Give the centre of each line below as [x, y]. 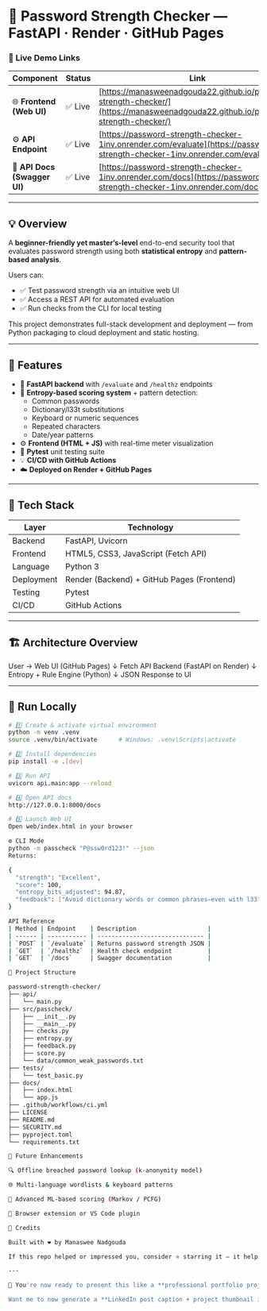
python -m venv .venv [44, 733]
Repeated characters [66, 426]
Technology [151, 527]
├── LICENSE [28, 1112]
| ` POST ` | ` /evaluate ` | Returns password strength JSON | [110, 943]
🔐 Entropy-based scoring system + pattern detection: [109, 393]
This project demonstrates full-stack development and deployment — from [131, 324]
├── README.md [32, 1120]
